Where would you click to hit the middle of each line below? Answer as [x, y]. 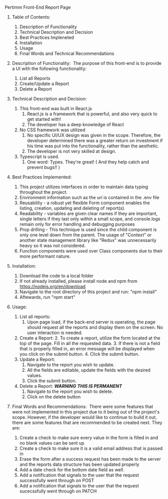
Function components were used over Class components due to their [91, 251]
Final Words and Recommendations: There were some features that [82, 406]
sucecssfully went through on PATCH [58, 491]
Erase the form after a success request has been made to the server [90, 459]
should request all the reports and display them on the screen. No [95, 327]
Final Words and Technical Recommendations [67, 53]
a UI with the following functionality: [49, 68]
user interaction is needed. [55, 332]
